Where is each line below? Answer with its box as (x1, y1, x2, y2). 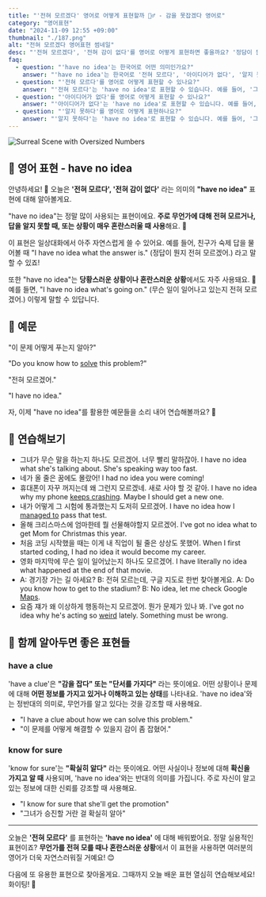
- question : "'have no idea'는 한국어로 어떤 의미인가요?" (15, 64, 194, 71)
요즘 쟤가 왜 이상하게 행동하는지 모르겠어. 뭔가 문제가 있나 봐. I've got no (19, 602, 244, 611)
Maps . (19, 592, 41, 602)
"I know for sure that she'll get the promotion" (19, 799, 169, 809)
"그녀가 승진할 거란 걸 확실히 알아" (19, 809, 126, 818)
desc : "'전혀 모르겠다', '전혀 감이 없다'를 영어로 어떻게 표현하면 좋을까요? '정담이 (8, 48, 253, 56)
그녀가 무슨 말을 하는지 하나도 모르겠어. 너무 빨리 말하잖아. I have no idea (19, 455, 247, 464)
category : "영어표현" (8, 19, 73, 27)
